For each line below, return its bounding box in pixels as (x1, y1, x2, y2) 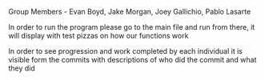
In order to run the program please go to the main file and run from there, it (8, 22, 255, 31)
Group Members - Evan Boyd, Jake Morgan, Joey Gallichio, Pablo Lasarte (8, 7, 251, 16)
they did (8, 63, 36, 73)
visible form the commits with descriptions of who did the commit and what (8, 55, 257, 64)
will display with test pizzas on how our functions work (8, 31, 189, 40)
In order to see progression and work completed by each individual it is (8, 47, 243, 55)
